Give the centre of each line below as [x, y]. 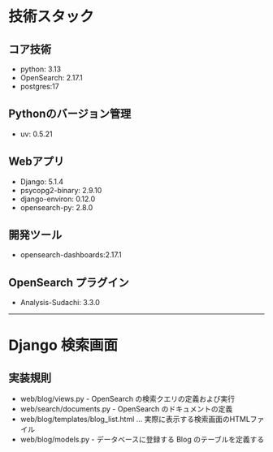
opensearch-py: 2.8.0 [56, 207]
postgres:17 [39, 86]
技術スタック [52, 17]
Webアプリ [37, 162]
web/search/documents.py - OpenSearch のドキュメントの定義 [126, 409]
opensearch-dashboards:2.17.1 [71, 255]
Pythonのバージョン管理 [70, 114]
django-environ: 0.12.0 [58, 199]
